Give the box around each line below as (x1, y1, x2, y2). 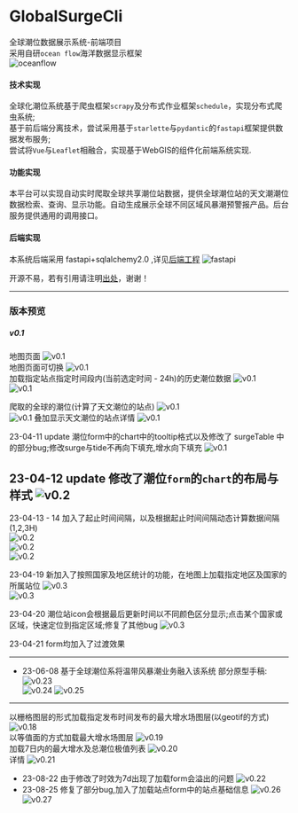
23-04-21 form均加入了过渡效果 (9, 638, 126, 649)
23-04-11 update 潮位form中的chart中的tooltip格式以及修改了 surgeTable (9, 432, 275, 442)
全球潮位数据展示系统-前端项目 (9, 36, 122, 47)
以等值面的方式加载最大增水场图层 (9, 732, 134, 743)
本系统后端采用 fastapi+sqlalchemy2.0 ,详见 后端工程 (9, 254, 200, 264)
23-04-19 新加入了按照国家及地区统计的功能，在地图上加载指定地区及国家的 (9, 569, 287, 580)
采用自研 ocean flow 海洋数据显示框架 (9, 47, 143, 59)
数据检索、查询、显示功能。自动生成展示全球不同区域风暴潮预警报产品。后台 (9, 199, 289, 210)
